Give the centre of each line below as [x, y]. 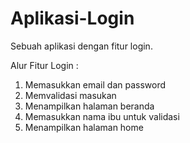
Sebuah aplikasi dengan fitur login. [81, 46]
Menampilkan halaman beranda [89, 106]
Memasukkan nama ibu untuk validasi [102, 116]
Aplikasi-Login [72, 18]
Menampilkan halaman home [84, 127]
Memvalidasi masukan [70, 95]
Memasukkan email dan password [95, 84]
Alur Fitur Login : [44, 65]
